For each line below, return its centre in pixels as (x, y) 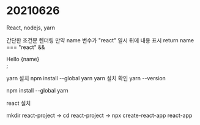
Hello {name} (23, 59)
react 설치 (19, 103)
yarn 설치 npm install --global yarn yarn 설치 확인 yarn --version (86, 78)
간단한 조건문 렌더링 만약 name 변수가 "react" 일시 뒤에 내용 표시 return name (100, 40)
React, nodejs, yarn (31, 28)
